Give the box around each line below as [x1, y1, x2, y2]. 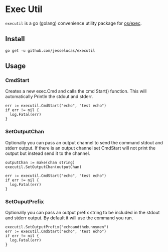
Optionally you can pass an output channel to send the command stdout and [5, 139, 163, 145]
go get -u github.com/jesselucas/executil [5, 48, 95, 53]
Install [5, 35, 25, 43]
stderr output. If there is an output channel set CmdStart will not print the [5, 145, 156, 151]
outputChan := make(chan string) [5, 160, 75, 165]
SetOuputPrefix [5, 198, 44, 205]
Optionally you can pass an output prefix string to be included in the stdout [5, 210, 160, 216]
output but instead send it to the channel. [5, 150, 90, 156]
